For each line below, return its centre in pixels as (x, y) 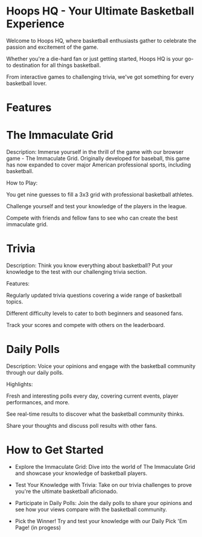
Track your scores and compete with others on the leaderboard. (86, 325)
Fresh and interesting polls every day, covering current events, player (92, 396)
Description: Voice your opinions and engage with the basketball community (101, 366)
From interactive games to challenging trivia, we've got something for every (100, 77)
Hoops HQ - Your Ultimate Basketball (100, 11)
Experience (35, 24)
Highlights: (20, 384)
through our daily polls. (35, 372)
